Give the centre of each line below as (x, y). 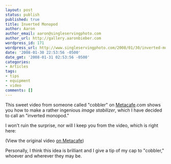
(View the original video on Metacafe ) (45, 141)
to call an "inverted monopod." (37, 115)
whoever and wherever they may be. (44, 156)
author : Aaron (20, 29)
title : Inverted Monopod (32, 24)
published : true (22, 19)
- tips (12, 76)
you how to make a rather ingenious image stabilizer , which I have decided (84, 110)
